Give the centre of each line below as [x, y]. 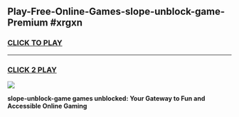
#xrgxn [67, 23]
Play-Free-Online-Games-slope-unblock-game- [116, 12]
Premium [28, 23]
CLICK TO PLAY [35, 43]
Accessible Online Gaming [47, 106]
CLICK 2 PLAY [32, 69]
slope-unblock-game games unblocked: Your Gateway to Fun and [106, 98]
